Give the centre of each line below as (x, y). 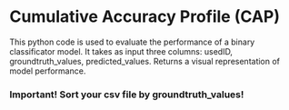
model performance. (48, 71)
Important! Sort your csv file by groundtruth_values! (127, 95)
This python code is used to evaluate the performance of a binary (132, 42)
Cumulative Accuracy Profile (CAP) (144, 17)
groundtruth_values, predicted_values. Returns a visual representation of (144, 61)
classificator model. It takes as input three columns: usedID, (121, 51)
